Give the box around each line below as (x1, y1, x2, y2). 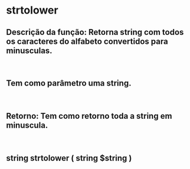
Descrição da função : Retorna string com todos (6, 27, 184, 37)
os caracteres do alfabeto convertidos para (6, 36, 168, 46)
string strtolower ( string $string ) (6, 153, 132, 163)
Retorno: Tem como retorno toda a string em (6, 111, 172, 121)
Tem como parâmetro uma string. (6, 78, 132, 89)
